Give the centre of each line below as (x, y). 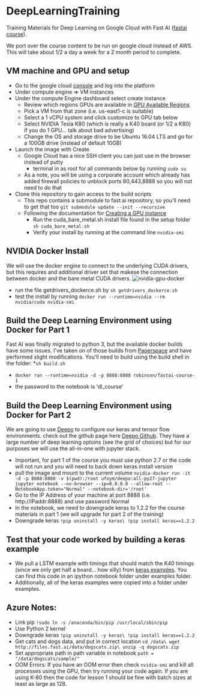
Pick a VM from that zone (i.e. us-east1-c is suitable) (89, 111)
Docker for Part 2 (39, 415)
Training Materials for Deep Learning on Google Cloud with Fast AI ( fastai (97, 28)
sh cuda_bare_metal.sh (61, 226)
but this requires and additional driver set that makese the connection (92, 272)
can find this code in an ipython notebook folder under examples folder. (103, 576)
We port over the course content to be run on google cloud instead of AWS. (100, 46)
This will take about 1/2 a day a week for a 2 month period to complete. (94, 52)
